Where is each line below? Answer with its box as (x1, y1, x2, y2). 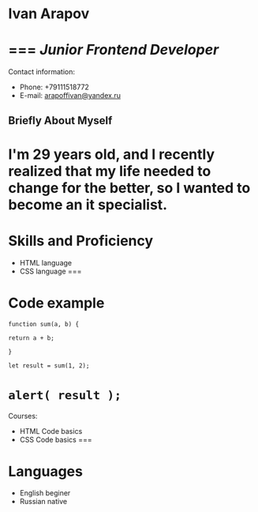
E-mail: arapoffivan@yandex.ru (19, 91, 121, 100)
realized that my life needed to (8, 162, 211, 180)
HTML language (19, 258, 73, 267)
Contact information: (8, 67, 76, 77)
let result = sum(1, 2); (8, 361, 90, 370)
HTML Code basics (19, 426, 83, 435)
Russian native (19, 497, 68, 506)
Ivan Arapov (8, 5, 90, 23)
